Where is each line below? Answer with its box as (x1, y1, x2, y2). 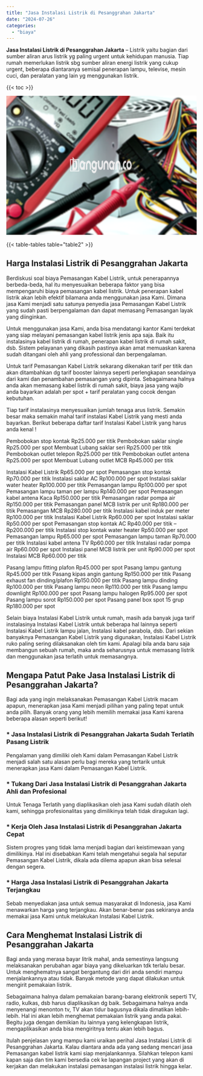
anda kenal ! (6, 425, 37, 433)
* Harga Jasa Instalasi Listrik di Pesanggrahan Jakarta (6, 878, 169, 887)
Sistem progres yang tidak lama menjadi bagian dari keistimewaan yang (6, 844, 185, 851)
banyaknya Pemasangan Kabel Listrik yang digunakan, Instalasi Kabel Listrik (6, 633, 196, 640)
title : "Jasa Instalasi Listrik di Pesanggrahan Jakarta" (6, 10, 155, 16)
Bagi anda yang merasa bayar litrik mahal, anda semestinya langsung (6, 955, 179, 963)
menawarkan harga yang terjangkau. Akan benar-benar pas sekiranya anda (6, 906, 195, 913)
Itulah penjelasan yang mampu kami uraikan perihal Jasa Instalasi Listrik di (6, 1037, 192, 1044)
